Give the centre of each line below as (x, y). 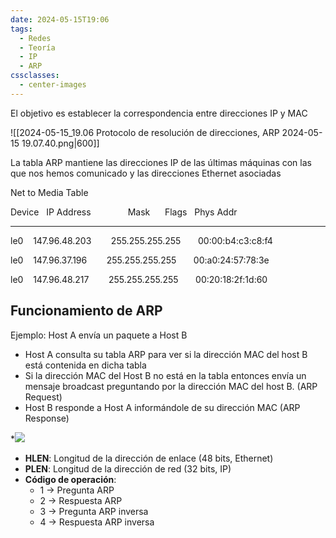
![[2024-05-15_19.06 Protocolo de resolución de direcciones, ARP (145, 132)
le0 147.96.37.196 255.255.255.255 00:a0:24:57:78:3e (140, 260)
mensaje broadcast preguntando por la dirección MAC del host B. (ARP (171, 386)
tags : (21, 29)
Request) (43, 397)
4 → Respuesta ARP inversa (97, 522)
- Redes (35, 38)
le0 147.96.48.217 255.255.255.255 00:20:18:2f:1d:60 (139, 279)
